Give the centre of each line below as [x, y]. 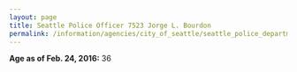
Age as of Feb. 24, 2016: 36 [61, 59]
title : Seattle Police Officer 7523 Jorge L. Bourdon [110, 25]
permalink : [29, 33]
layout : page [33, 17]
